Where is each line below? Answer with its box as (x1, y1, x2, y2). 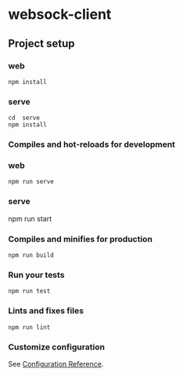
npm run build (8, 251, 55, 259)
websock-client (8, 5, 112, 24)
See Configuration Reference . (8, 359, 104, 368)
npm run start (8, 214, 52, 223)
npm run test (8, 287, 51, 295)
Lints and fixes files (8, 305, 84, 316)
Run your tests (8, 269, 65, 280)
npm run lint (8, 323, 51, 331)
